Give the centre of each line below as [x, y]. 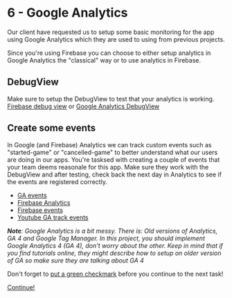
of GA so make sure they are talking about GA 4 [75, 260]
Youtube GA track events [53, 217]
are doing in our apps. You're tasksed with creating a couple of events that [114, 159]
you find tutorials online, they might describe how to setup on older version [114, 253]
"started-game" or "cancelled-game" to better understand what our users [113, 152]
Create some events [51, 128]
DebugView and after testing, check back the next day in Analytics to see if [114, 174]
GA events [32, 195]
